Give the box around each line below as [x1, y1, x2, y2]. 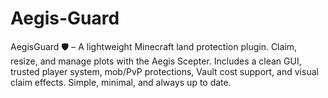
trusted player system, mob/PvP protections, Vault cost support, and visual [10, 65, 319, 77]
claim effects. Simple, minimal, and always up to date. [10, 76, 232, 88]
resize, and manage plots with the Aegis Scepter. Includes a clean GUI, [10, 55, 302, 67]
